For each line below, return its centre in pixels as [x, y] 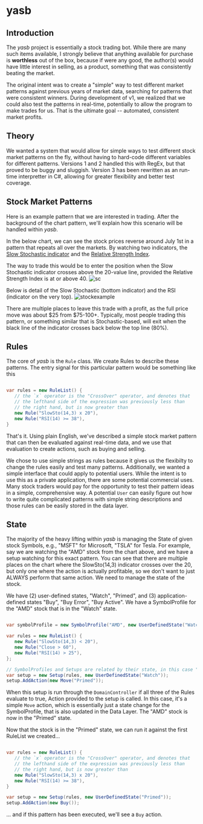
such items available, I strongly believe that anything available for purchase [100, 54]
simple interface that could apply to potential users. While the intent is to [96, 473]
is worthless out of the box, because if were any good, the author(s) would [100, 60]
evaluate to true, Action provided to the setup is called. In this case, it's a [97, 699]
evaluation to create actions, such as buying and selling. [76, 449]
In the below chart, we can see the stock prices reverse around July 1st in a [100, 241]
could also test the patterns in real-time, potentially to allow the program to [99, 104]
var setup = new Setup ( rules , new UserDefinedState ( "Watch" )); [88, 675]
